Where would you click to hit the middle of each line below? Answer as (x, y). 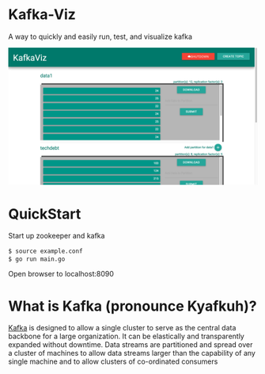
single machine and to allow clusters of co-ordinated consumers (113, 361)
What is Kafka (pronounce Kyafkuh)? (132, 306)
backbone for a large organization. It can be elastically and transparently (127, 336)
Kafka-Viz (42, 15)
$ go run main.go (37, 259)
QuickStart (45, 214)
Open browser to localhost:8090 (61, 274)
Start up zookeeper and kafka (57, 236)
